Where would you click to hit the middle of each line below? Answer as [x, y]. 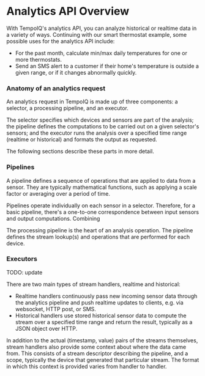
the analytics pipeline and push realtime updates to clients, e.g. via [99, 302]
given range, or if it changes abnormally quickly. [76, 72]
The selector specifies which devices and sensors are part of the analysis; [100, 120]
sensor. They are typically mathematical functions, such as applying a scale [102, 187]
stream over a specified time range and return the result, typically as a [104, 322]
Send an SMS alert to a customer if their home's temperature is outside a [107, 66]
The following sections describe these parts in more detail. [80, 152]
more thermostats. [39, 59]
